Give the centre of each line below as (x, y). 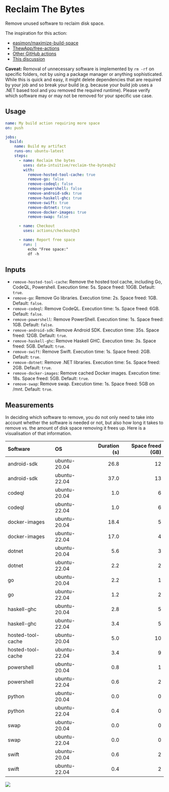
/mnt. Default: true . (32, 389)
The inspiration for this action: (36, 33)
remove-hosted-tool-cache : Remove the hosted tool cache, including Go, (87, 282)
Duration (109, 446)
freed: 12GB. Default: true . (40, 336)
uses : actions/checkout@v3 (52, 231)
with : (29, 170)
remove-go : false (46, 179)
